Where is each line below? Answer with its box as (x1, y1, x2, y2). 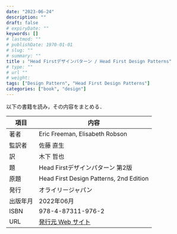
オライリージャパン (39, 185, 93, 194)
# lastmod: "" (6, 36, 42, 42)
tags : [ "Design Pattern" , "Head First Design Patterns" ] (6, 81, 150, 87)
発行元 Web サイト (39, 217, 91, 226)
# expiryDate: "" (6, 25, 49, 31)
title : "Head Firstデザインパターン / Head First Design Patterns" (6, 58, 172, 64)
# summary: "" (6, 53, 42, 59)
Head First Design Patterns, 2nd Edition (39, 174, 149, 182)
